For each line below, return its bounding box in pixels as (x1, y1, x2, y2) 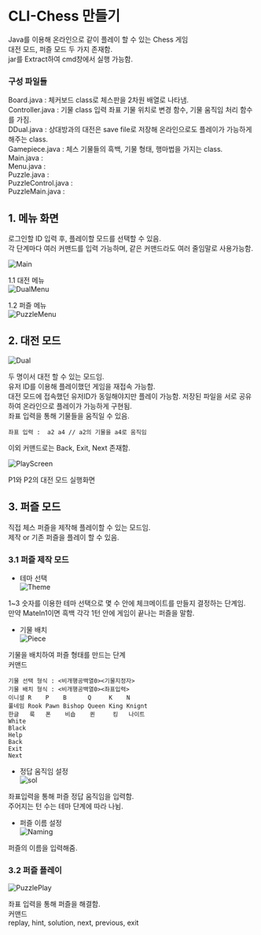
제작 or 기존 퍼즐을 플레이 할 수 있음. (8, 532, 119, 542)
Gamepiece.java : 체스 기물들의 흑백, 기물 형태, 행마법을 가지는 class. (8, 145, 223, 154)
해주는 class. (8, 134, 49, 144)
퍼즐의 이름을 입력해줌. (8, 843, 78, 852)
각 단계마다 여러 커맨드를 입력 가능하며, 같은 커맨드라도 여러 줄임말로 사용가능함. (8, 244, 254, 253)
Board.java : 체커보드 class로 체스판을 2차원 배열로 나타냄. (8, 95, 189, 105)
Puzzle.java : (8, 170, 50, 179)
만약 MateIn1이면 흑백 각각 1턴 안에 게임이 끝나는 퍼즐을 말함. (8, 608, 195, 617)
